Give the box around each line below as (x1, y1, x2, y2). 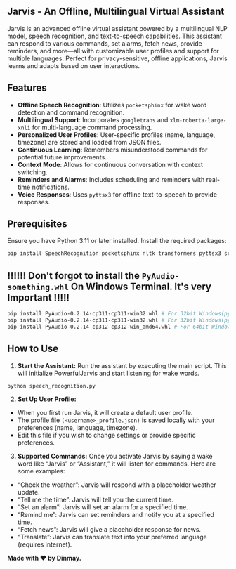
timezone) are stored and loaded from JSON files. (17, 138, 162, 146)
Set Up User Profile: (17, 395, 77, 403)
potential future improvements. (17, 152, 107, 161)
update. (17, 488, 40, 497)
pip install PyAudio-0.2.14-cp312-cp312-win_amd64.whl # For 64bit (7, 323, 209, 330)
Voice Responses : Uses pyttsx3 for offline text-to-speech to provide (17, 190, 218, 199)
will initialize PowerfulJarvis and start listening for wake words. (17, 369, 199, 377)
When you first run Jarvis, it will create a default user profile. (17, 409, 193, 417)
